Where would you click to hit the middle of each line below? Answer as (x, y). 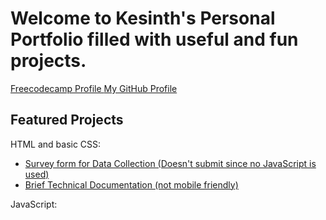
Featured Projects (67, 120)
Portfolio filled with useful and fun (154, 39)
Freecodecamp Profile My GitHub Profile (94, 88)
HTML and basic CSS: (56, 144)
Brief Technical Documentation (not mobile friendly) (131, 184)
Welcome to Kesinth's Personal (143, 18)
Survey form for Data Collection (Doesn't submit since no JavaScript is (170, 163)
